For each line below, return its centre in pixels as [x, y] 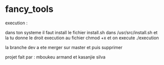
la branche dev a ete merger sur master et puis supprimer [64, 47]
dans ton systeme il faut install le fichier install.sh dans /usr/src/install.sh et [82, 32]
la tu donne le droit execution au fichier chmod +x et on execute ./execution [82, 38]
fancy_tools [29, 9]
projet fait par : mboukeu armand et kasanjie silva [55, 57]
